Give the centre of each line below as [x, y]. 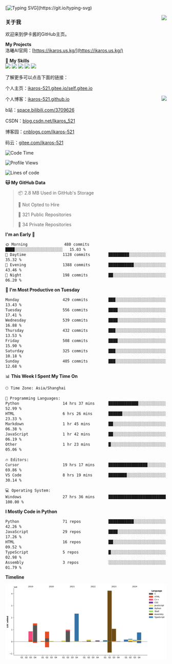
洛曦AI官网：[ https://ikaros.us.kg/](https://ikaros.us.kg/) [64, 51]
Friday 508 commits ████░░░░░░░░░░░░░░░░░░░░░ [86, 341]
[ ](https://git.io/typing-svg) [49, 8]
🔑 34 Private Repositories [45, 225]
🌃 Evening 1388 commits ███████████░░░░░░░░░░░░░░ [86, 265]
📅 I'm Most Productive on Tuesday [43, 290]
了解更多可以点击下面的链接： [37, 77]
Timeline [15, 577]
